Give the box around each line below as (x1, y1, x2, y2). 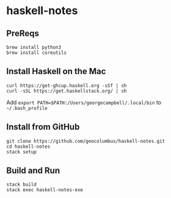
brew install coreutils (6, 50, 67, 56)
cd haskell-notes (6, 143, 51, 150)
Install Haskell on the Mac (6, 66, 106, 77)
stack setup (6, 148, 37, 155)
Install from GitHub (6, 122, 80, 132)
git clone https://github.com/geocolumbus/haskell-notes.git (6, 138, 166, 144)
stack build (6, 181, 37, 188)
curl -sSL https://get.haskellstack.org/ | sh (6, 88, 127, 94)
